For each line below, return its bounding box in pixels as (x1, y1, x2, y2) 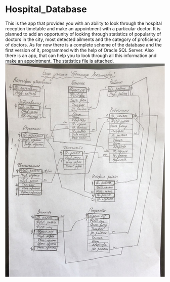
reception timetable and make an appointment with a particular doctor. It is (5, 25, 161, 31)
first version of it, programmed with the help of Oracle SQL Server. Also (5, 47, 154, 53)
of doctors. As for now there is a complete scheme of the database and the (5, 41, 162, 48)
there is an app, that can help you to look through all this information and (5, 52, 157, 59)
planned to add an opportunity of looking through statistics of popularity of (5, 31, 161, 37)
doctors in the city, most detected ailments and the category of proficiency (5, 36, 161, 42)
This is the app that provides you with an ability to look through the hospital (5, 20, 162, 26)
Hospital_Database (5, 4, 87, 15)
